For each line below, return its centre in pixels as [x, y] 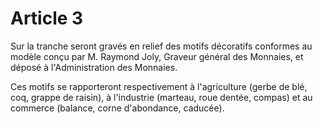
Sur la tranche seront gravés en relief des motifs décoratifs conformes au [161, 46]
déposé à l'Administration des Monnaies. [94, 67]
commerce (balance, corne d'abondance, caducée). [117, 108]
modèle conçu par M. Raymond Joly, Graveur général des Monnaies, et [157, 56]
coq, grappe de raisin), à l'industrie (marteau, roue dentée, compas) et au [161, 97]
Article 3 [47, 18]
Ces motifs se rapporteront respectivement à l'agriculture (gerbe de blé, [159, 86]
